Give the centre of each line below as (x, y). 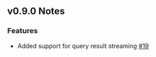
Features (23, 31)
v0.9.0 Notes (36, 11)
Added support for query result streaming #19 (83, 46)
